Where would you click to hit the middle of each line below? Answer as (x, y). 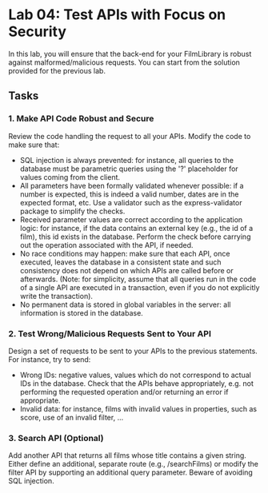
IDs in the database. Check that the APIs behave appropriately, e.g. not (137, 383)
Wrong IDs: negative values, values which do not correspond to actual (136, 375)
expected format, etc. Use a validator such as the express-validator (131, 202)
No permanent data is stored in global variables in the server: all (125, 304)
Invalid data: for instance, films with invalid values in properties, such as (138, 408)
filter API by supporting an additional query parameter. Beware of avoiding (131, 472)
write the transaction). (56, 296)
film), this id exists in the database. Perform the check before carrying (135, 237)
